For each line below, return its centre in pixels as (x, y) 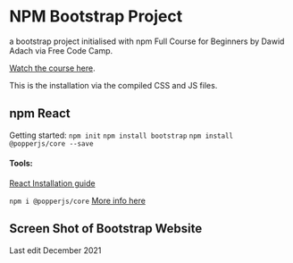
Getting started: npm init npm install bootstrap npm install (121, 135)
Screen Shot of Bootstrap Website (106, 229)
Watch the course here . (52, 68)
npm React (40, 114)
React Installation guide (52, 183)
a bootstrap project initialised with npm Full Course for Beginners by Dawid (147, 41)
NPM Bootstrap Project (96, 17)
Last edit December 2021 (55, 250)
